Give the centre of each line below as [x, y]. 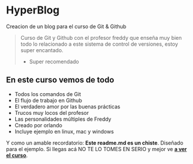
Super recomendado [54, 61]
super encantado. [42, 50]
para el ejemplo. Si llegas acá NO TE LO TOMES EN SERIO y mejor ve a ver [97, 149]
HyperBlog [33, 10]
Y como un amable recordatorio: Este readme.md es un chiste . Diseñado [95, 143]
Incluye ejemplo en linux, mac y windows [64, 131]
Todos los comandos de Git [48, 94]
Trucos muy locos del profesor [52, 112]
